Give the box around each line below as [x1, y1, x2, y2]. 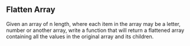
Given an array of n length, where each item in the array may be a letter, [6, 20, 181, 27]
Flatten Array [6, 5, 55, 15]
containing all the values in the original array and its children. [6, 32, 154, 40]
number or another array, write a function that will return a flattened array [6, 27, 185, 34]
